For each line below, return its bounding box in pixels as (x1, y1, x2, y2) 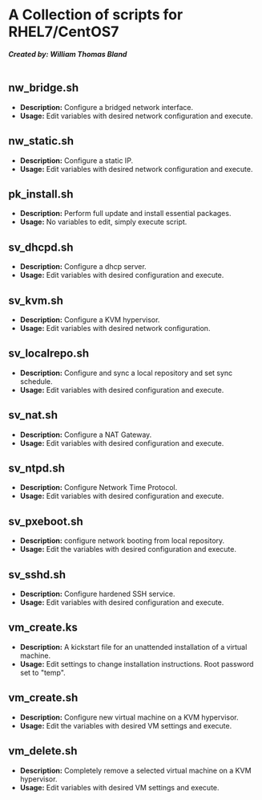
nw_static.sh (8, 134, 75, 148)
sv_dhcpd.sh (8, 240, 74, 254)
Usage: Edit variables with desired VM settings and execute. (19, 782, 220, 792)
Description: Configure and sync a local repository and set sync (19, 368, 233, 378)
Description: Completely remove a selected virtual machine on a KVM (19, 765, 252, 775)
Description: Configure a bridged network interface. (19, 102, 194, 112)
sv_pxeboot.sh (8, 514, 84, 528)
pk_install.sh (8, 187, 74, 201)
